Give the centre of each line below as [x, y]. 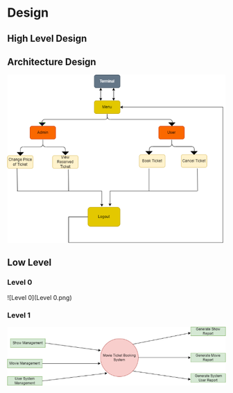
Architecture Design [52, 61]
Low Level [29, 263]
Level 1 [19, 315]
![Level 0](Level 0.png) [40, 297]
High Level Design [47, 39]
